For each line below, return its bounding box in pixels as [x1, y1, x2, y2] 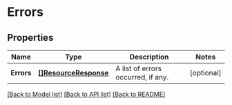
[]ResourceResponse [37, 68, 109, 77]
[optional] [189, 68, 222, 77]
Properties [7, 32, 54, 44]
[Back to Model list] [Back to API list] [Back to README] [7, 90, 166, 98]
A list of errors [115, 64, 162, 73]
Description [129, 52, 169, 61]
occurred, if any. [115, 73, 169, 82]
